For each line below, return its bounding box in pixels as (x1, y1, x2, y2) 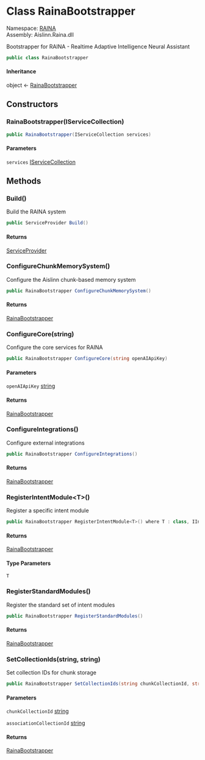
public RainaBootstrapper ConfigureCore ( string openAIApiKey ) (6, 356, 168, 362)
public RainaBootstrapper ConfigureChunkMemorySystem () (6, 287, 151, 294)
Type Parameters (6, 559, 51, 567)
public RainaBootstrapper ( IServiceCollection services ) (6, 131, 151, 138)
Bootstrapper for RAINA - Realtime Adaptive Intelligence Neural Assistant (6, 43, 190, 50)
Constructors (6, 99, 59, 109)
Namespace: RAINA (6, 24, 56, 32)
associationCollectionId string (6, 720, 85, 727)
